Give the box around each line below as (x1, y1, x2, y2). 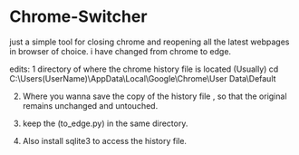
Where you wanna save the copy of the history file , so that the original (22, 91, 287, 102)
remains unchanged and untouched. (22, 100, 159, 111)
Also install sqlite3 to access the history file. (22, 135, 188, 146)
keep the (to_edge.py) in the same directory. (22, 118, 188, 129)
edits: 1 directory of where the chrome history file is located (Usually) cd (9, 63, 279, 74)
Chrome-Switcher (9, 6, 148, 27)
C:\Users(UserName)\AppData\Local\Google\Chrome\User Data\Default (9, 73, 276, 83)
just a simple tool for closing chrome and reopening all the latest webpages (9, 36, 290, 47)
